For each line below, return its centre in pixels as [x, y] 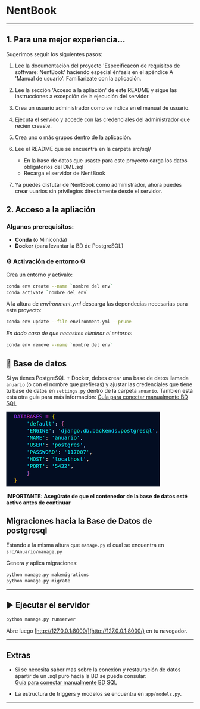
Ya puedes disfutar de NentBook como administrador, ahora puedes [98, 184]
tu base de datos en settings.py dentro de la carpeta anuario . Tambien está [100, 391]
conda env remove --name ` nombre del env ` [60, 345]
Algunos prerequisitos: [40, 227]
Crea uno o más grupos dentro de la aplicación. [73, 137]
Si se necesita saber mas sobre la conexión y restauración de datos [98, 670]
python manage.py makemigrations [48, 574]
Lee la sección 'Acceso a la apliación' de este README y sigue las [96, 90]
